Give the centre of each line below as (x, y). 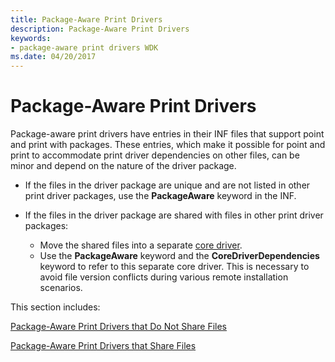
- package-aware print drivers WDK (84, 47)
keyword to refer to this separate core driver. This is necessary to (174, 267)
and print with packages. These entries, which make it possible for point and (168, 145)
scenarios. (61, 288)
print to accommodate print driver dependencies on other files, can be (155, 155)
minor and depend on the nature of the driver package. (123, 166)
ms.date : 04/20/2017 (53, 57)
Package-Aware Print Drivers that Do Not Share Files (119, 327)
